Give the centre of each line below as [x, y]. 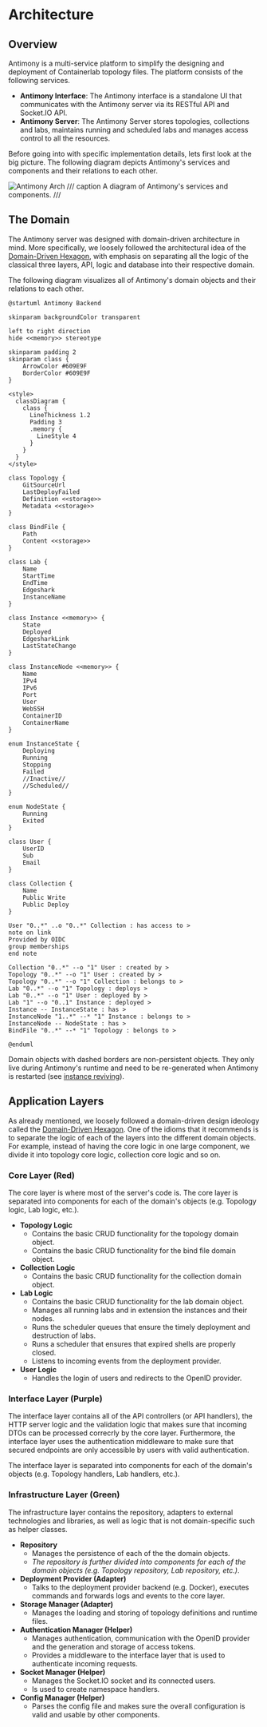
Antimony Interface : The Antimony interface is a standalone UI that [131, 96]
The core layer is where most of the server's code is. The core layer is [123, 1192]
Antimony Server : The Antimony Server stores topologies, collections [134, 121]
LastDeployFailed [51, 492]
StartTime [39, 576]
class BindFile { [37, 527]
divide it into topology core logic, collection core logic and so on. [114, 1154]
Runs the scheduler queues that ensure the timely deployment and [141, 1327]
